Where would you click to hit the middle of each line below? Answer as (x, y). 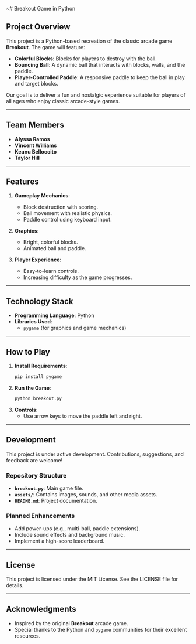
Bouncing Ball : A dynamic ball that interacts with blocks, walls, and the (100, 64)
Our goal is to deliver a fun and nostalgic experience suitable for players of (96, 95)
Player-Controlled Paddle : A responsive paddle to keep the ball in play (99, 77)
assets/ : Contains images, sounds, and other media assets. (86, 494)
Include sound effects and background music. (70, 535)
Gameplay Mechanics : (42, 196)
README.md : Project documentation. (56, 500)
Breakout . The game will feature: (46, 47)
